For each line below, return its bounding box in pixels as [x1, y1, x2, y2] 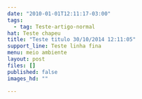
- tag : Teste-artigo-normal [13, 23, 96, 30]
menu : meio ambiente [7, 49, 68, 56]
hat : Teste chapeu [7, 29, 61, 37]
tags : [7, 17, 23, 24]
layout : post [7, 56, 45, 63]
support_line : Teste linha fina [7, 43, 101, 49]
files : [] [7, 62, 36, 69]
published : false [7, 68, 58, 75]
